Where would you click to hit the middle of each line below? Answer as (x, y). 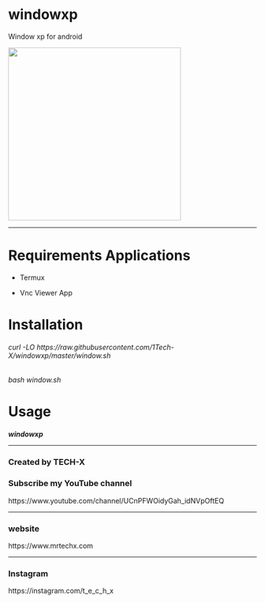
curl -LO (22, 347)
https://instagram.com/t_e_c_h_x (61, 591)
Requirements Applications (99, 256)
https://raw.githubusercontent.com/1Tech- (106, 347)
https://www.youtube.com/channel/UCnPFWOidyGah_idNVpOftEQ (116, 500)
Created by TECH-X (47, 462)
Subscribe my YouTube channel (70, 484)
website (24, 529)
